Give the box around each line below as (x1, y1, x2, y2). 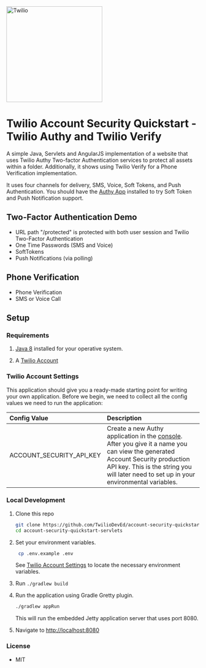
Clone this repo (15, 510, 54, 517)
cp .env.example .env (18, 550, 74, 556)
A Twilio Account (15, 357, 58, 364)
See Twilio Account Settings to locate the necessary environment (15, 561, 181, 569)
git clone (15, 522, 41, 528)
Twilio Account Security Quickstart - (6, 116, 197, 131)
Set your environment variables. (15, 539, 96, 546)
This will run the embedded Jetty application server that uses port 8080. (15, 615, 199, 622)
